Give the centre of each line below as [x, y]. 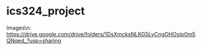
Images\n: [19, 28]
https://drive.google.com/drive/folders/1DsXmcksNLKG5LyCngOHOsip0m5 [101, 34]
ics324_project [46, 11]
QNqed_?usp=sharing [34, 40]
